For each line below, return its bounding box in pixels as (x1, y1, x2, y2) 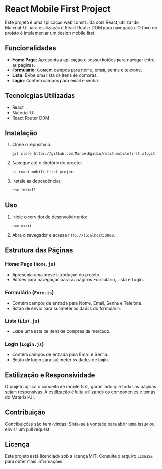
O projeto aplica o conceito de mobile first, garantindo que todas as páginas (5, 384, 156, 390)
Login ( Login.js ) (5, 340, 44, 347)
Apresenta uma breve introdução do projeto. (12, 272, 101, 278)
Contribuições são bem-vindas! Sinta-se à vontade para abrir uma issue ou (5, 421, 155, 427)
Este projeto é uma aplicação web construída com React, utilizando (5, 19, 139, 25)
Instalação (5, 129, 38, 137)
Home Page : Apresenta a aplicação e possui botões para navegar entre (12, 57, 155, 63)
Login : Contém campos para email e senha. (12, 77, 99, 83)
